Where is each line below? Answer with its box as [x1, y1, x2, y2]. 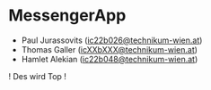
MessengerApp [8, 5, 127, 26]
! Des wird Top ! [8, 70, 66, 81]
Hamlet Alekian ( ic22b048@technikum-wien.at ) [21, 53, 198, 64]
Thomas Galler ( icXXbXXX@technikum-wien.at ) [21, 44, 198, 54]
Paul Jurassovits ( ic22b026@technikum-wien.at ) [21, 35, 203, 45]
